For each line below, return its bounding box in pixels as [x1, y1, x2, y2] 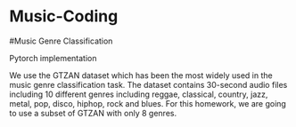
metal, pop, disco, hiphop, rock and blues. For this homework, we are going [9, 98, 287, 108]
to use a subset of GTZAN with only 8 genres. [9, 107, 177, 118]
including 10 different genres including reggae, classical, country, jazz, [9, 89, 268, 99]
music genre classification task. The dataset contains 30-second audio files [9, 79, 288, 90]
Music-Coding [9, 6, 119, 27]
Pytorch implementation [9, 52, 97, 63]
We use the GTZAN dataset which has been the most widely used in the [9, 69, 274, 81]
